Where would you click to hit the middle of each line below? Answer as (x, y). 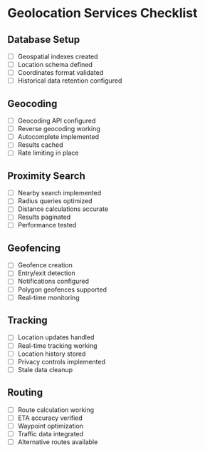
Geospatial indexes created (58, 56)
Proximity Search (46, 176)
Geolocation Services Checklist (102, 13)
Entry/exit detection (47, 273)
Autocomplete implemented (58, 137)
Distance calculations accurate (63, 209)
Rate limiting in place (48, 153)
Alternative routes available (58, 442)
